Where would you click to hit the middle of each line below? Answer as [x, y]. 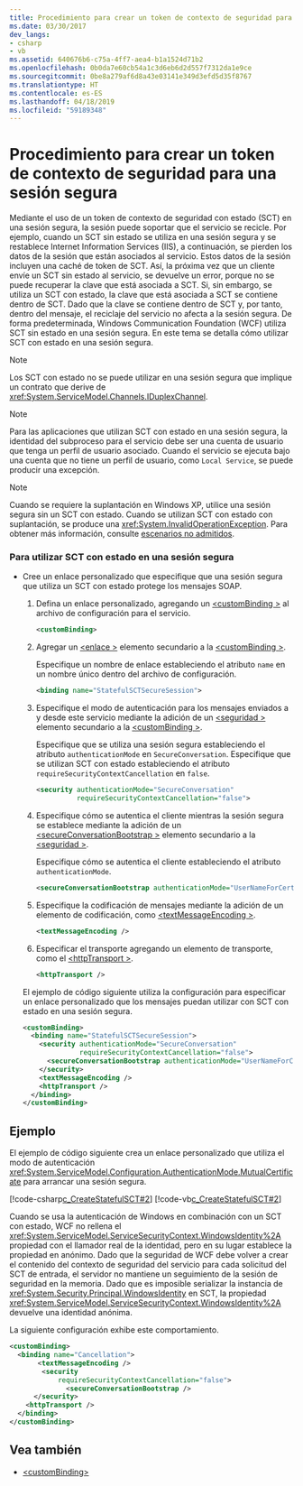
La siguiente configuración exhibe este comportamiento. [114, 1330]
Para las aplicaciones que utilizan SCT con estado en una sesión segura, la [149, 432]
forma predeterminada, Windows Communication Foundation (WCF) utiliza [148, 323]
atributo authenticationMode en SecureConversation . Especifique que [163, 754]
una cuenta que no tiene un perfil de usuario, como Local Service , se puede [151, 460]
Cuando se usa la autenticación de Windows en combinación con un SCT [146, 1217]
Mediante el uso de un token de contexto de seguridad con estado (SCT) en [151, 218]
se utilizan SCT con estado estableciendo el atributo [133, 764]
